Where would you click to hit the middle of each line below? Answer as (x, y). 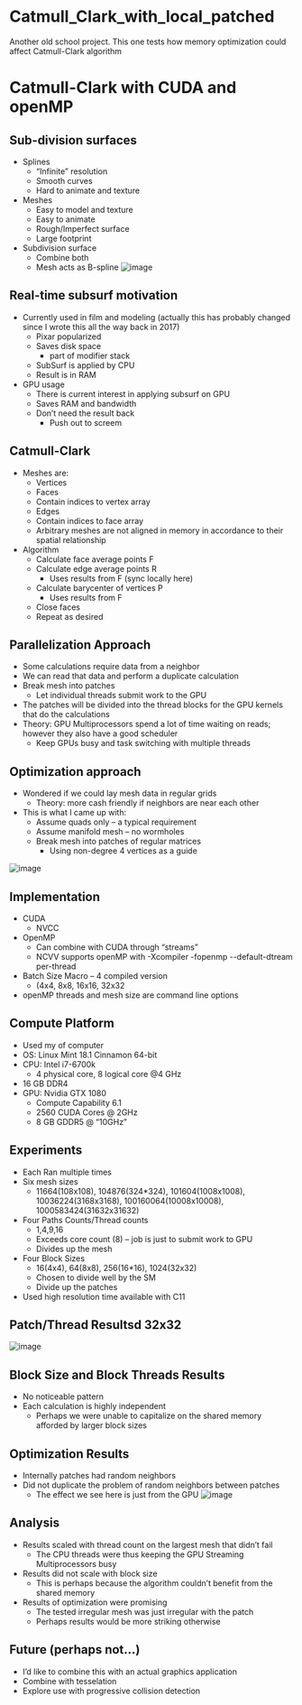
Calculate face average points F (95, 559)
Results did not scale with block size (90, 1573)
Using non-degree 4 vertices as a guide (124, 851)
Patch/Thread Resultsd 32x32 (96, 1325)
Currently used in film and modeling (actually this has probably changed (156, 317)
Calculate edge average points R (96, 568)
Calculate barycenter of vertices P (100, 587)
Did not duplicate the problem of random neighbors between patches (151, 1485)
